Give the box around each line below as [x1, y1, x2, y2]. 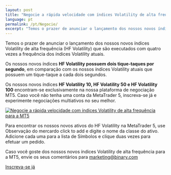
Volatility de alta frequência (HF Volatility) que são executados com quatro [5, 46, 161, 52]
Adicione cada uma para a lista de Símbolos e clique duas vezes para [5, 133, 151, 139]
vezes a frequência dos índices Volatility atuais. [5, 51, 105, 57]
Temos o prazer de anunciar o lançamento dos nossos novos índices [5, 40, 150, 46]
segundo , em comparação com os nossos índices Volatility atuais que [5, 66, 153, 73]
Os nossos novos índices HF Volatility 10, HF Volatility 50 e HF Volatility [5, 82, 158, 88]
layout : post [5, 7, 33, 13]
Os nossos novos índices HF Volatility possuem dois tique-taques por [5, 61, 154, 67]
